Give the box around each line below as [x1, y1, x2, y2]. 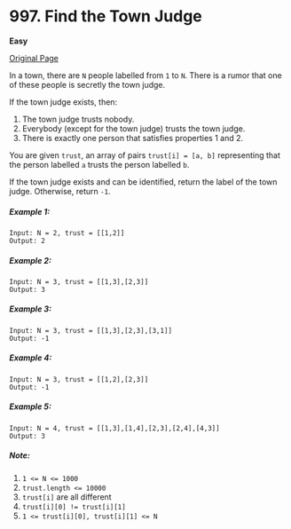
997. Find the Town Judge [9, 6, 202, 27]
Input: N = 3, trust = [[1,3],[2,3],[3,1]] [9, 326, 173, 335]
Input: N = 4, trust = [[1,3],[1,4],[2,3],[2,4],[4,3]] [9, 423, 220, 432]
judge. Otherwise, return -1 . [9, 186, 111, 196]
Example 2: [9, 255, 51, 265]
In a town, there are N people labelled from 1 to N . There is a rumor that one [9, 69, 282, 81]
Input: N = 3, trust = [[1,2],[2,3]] [9, 375, 149, 383]
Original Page [9, 52, 59, 63]
